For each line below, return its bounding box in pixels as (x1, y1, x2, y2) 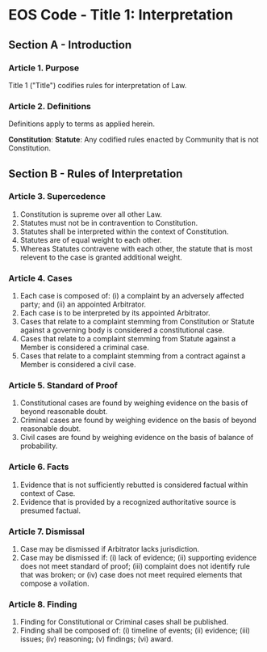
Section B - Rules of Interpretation (8, 167, 183, 180)
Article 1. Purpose (8, 62, 80, 74)
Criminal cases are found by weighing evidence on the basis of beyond (19, 415, 257, 425)
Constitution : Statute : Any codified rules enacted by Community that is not (8, 135, 260, 145)
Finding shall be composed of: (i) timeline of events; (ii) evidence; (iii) (19, 625, 250, 636)
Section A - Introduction (8, 38, 131, 52)
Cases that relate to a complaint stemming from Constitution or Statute (19, 317, 255, 327)
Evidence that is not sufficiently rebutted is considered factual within (19, 480, 248, 489)
